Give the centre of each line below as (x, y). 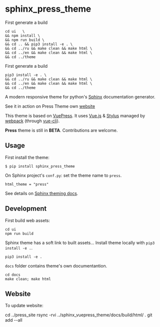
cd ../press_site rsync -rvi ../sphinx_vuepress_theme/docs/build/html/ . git (79, 315)
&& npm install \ (23, 36)
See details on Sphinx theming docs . (42, 193)
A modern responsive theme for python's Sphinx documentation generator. (80, 96)
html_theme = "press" (27, 184)
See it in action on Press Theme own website (50, 106)
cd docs (13, 275)
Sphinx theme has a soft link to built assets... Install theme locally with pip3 (80, 243)
